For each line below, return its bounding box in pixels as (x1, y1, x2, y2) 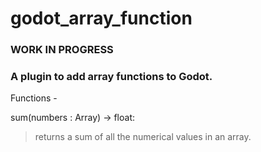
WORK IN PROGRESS (10, 43, 114, 57)
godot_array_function (10, 7, 193, 30)
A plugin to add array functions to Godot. (10, 70, 213, 84)
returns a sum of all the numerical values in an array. (34, 131, 252, 143)
